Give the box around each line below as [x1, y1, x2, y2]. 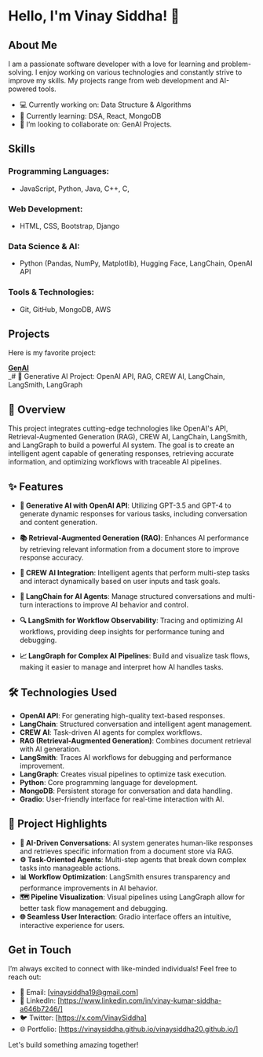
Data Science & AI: [8, 240, 80, 251]
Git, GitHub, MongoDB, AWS [19, 304, 111, 314]
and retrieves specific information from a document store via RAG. [19, 846, 234, 856]
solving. [8, 68, 34, 77]
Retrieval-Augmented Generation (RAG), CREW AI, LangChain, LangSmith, [8, 432, 247, 442]
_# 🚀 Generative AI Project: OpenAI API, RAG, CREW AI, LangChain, [8, 372, 225, 381]
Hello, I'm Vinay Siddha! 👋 [8, 7, 181, 25]
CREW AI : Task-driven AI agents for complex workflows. [19, 727, 203, 737]
